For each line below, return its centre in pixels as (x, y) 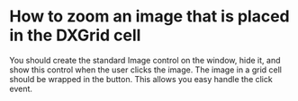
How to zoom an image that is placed (149, 17)
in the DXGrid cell (75, 35)
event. (21, 88)
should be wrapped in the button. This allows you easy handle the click (141, 79)
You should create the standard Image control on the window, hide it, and (145, 60)
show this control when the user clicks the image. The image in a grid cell (145, 70)
